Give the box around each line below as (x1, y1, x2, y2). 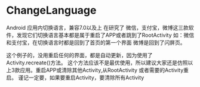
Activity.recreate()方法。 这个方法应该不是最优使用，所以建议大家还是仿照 (6, 59, 188, 66)
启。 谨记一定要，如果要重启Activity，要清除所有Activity (6, 74, 144, 81)
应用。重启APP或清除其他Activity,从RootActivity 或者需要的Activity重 (20, 66, 189, 73)
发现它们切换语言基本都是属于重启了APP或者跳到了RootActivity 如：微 (16, 31, 189, 39)
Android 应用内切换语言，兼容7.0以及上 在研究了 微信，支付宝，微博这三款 (6, 24, 189, 31)
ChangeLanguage (6, 4, 97, 17)
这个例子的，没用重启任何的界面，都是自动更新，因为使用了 (6, 51, 153, 58)
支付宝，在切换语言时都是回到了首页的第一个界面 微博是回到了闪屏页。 (11, 39, 186, 46)
